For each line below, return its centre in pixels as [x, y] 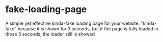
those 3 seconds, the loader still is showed [50, 34]
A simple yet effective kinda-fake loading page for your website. [73, 23]
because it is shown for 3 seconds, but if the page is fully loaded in [88, 28]
